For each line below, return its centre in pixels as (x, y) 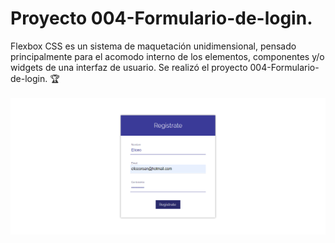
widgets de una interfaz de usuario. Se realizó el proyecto (129, 67)
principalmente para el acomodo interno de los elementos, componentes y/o (167, 56)
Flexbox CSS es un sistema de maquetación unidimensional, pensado (153, 46)
